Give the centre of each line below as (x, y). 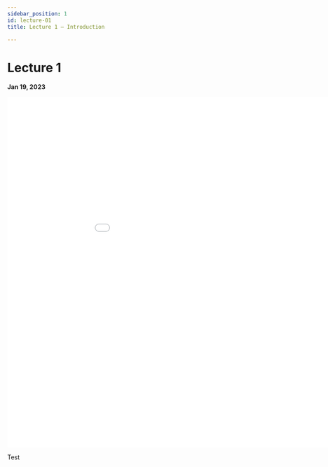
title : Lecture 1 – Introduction (56, 27)
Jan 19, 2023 (26, 87)
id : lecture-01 (29, 20)
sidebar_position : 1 (37, 14)
